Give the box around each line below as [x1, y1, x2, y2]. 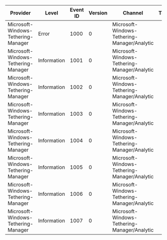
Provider [10, 9, 31, 16]
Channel [122, 9, 143, 16]
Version [88, 9, 108, 16]
